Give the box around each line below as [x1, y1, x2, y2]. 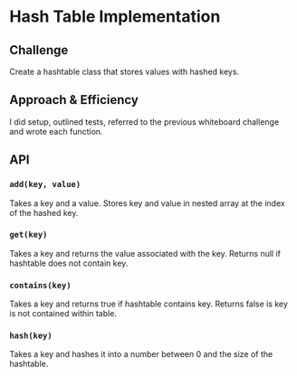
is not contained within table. [9, 308, 118, 319]
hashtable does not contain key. [9, 258, 129, 268]
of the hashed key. [9, 207, 79, 218]
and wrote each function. [9, 126, 103, 136]
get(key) [9, 230, 48, 240]
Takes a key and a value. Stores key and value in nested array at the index [9, 197, 285, 209]
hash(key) [9, 331, 53, 341]
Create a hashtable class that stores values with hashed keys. [9, 66, 240, 77]
